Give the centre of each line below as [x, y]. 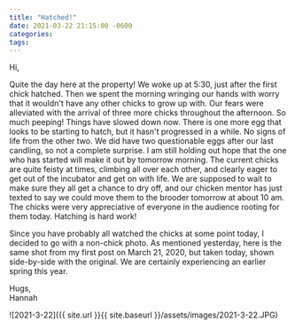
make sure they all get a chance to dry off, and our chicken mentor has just [146, 188]
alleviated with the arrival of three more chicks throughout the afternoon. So [147, 113]
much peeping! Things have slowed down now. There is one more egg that [145, 122]
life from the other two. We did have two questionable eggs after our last [142, 141]
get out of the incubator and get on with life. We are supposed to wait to [140, 179]
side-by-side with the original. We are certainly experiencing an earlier [138, 262]
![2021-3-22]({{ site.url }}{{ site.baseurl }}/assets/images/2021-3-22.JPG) [144, 315]
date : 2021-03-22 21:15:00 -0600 [71, 26]
